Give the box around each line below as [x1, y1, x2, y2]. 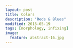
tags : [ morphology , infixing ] [5, 26, 69, 31]
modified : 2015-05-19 [5, 21, 51, 26]
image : [5, 30, 19, 35]
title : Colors [5, 12, 35, 17]
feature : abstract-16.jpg [10, 35, 64, 40]
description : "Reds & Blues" [5, 16, 66, 21]
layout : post [5, 7, 33, 12]
